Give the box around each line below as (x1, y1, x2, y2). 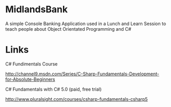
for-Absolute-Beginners (5, 76, 55, 82)
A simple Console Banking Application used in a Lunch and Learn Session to (5, 20, 166, 27)
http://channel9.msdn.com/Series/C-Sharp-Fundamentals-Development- (5, 71, 160, 77)
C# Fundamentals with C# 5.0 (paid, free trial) (5, 86, 102, 92)
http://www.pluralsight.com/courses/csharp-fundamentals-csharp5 (5, 96, 148, 102)
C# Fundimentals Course (5, 60, 58, 67)
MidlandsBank (5, 4, 68, 15)
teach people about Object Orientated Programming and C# (5, 26, 132, 32)
